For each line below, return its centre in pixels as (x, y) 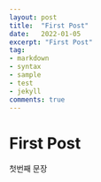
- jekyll (25, 91)
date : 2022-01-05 (45, 34)
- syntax (25, 67)
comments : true (37, 99)
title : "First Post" (49, 26)
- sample (25, 75)
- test (21, 83)
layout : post (33, 17)
